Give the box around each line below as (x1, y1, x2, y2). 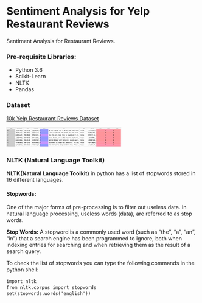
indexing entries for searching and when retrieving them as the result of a (6, 242, 190, 249)
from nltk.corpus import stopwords (6, 285, 97, 291)
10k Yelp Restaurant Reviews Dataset (6, 114, 99, 122)
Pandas (15, 86, 35, 93)
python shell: (6, 266, 39, 273)
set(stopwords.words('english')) (6, 291, 91, 297)
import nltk (6, 279, 37, 285)
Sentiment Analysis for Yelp (6, 4, 150, 18)
